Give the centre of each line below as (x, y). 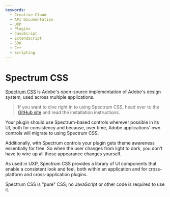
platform (14, 175)
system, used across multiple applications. (50, 97)
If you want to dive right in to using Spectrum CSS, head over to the (88, 107)
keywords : (16, 10)
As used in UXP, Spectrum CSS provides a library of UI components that (81, 164)
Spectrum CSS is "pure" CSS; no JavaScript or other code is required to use (85, 184)
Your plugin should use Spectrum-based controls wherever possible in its (82, 122)
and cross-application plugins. (56, 175)
